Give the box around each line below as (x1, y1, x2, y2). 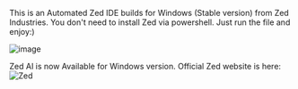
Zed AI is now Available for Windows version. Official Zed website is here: (9, 61, 281, 71)
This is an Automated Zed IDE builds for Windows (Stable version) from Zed (9, 8, 289, 18)
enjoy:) (9, 27, 35, 36)
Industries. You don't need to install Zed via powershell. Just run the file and (9, 17, 291, 28)
